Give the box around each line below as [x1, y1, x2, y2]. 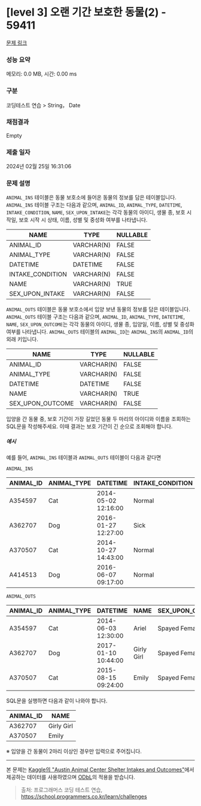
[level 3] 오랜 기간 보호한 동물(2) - [6, 5, 166, 19]
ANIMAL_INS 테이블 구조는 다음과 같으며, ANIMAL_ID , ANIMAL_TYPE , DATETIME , [6, 201, 182, 208]
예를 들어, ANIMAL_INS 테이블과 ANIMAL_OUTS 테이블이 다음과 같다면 [6, 454, 162, 461]
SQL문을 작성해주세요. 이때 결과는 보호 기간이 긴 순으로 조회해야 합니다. [6, 423, 173, 430]
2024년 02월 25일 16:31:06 [6, 163, 72, 170]
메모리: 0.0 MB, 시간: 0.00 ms [6, 70, 77, 78]
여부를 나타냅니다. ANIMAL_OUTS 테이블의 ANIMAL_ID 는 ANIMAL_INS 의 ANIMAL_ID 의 [6, 328, 194, 335]
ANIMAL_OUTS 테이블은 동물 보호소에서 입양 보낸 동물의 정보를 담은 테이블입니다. [6, 306, 190, 313]
